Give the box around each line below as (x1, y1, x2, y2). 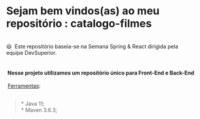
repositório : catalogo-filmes (6, 17, 152, 30)
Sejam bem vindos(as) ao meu (6, 4, 160, 18)
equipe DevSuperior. (6, 49, 57, 56)
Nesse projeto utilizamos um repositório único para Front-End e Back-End (7, 69, 195, 76)
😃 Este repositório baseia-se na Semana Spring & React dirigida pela (6, 43, 178, 50)
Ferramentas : (7, 82, 41, 90)
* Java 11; (20, 100, 45, 108)
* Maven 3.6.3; (20, 107, 57, 114)
